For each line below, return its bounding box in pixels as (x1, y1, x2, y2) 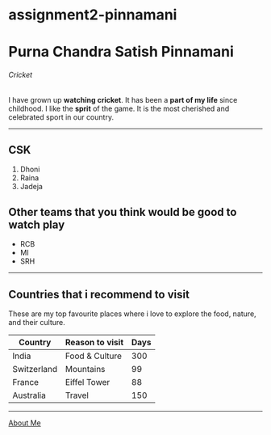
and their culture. (8, 318, 66, 327)
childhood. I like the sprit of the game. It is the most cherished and (8, 103, 230, 113)
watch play (8, 217, 65, 231)
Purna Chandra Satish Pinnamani (8, 43, 234, 61)
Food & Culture (65, 350, 123, 361)
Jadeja (19, 182, 43, 192)
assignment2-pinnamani (8, 6, 177, 24)
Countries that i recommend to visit (8, 287, 190, 301)
